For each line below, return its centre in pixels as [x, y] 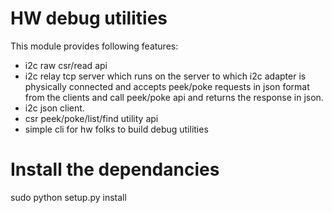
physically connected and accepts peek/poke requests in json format [167, 86]
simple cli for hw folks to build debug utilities [116, 129]
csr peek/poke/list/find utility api [91, 118]
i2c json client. [54, 108]
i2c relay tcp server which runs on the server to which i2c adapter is [165, 76]
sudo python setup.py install [68, 197]
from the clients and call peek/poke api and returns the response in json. [174, 97]
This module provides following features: [94, 46]
